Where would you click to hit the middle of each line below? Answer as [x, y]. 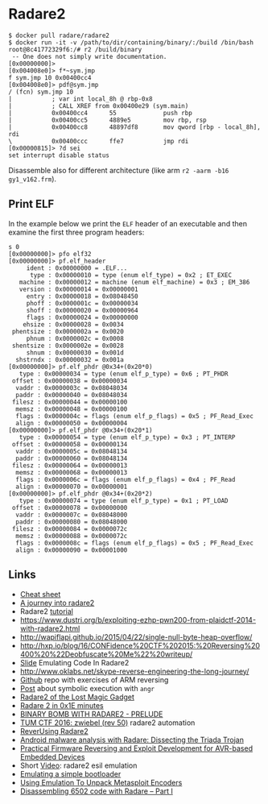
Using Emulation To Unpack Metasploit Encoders [101, 782]
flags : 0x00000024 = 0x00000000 [82, 317]
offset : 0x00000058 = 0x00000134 [70, 444]
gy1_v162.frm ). [33, 179]
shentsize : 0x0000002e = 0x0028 [68, 346]
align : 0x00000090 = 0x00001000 [72, 550]
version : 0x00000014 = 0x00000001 [78, 289]
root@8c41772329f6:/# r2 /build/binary [75, 49]
